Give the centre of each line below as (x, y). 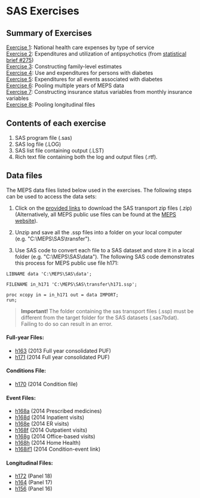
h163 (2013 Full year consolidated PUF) (63, 350)
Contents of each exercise (56, 123)
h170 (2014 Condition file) (46, 384)
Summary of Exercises (49, 33)
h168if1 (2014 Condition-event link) (58, 449)
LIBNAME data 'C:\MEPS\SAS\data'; (49, 274)
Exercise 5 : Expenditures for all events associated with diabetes (84, 79)
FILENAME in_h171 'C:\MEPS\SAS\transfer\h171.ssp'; (72, 284)
